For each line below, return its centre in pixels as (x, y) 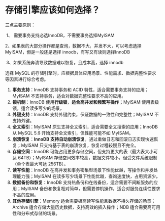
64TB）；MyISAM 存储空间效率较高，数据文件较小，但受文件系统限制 (88, 157)
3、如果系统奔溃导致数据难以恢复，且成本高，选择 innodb (65, 62)
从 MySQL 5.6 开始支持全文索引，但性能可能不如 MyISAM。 (73, 133)
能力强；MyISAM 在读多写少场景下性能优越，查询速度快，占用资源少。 (88, 176)
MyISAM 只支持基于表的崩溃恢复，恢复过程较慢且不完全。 (80, 145)
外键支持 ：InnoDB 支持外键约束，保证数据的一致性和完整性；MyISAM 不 (85, 114)
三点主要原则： (20, 25)
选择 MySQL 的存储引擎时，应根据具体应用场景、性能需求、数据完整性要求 (81, 73)
